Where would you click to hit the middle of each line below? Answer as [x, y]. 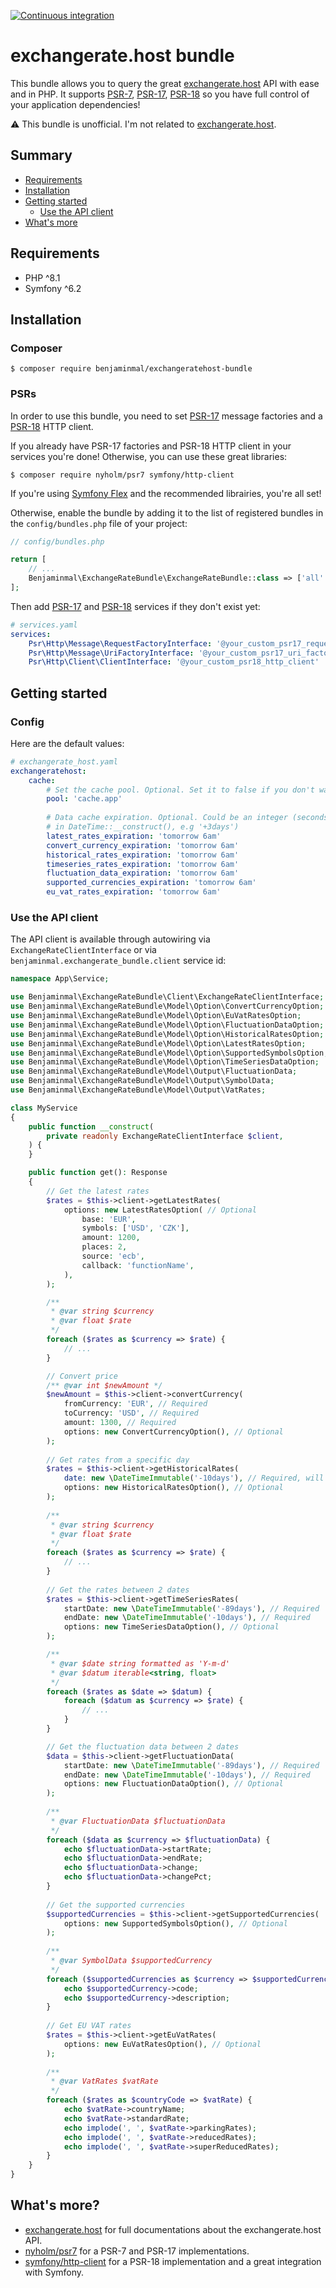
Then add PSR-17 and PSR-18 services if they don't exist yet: [135, 606]
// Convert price [82, 1376]
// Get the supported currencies [116, 1905]
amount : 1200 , [111, 1238]
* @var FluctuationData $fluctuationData [138, 1821]
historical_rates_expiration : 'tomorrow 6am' [143, 855]
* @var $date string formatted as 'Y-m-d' [140, 1663]
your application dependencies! [75, 104]
